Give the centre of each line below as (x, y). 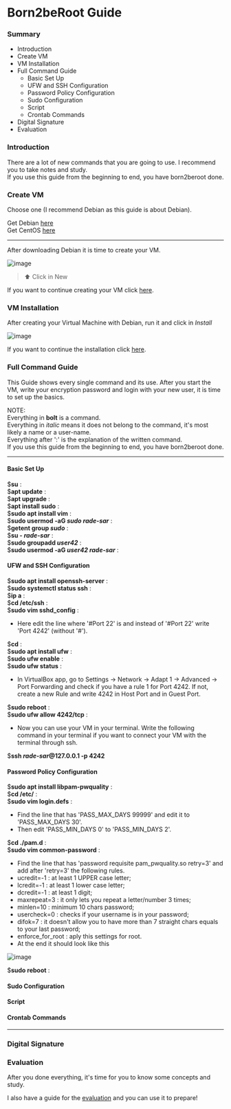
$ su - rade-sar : (30, 535)
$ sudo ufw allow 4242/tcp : (47, 715)
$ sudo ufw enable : (35, 659)
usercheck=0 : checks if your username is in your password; (103, 914)
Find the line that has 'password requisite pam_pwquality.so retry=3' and (120, 864)
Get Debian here (30, 223)
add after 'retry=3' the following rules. (71, 870)
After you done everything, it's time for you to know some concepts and (109, 1077)
